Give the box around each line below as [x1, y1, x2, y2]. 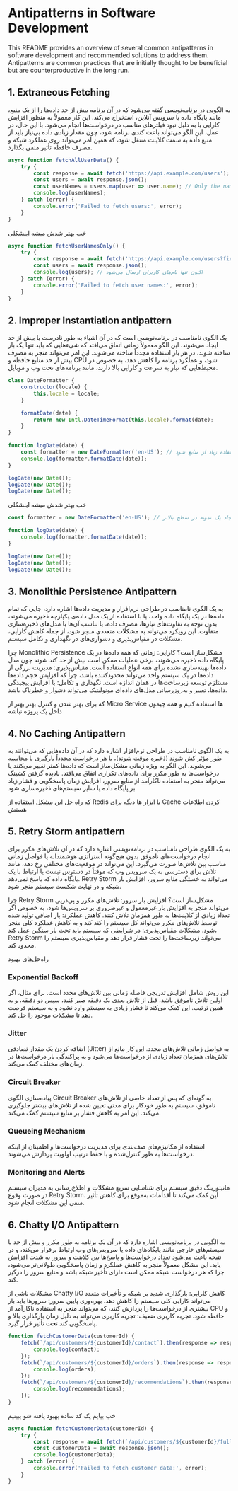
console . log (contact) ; [33, 1346, 100, 1353]
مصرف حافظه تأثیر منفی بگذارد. [8, 143, 93, 151]
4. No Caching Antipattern [8, 727, 126, 739]
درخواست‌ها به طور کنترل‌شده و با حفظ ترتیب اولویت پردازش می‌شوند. [8, 1150, 195, 1158]
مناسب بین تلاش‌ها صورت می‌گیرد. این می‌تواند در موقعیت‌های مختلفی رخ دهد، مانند [8, 859, 227, 868]
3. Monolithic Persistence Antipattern [8, 585, 177, 597]
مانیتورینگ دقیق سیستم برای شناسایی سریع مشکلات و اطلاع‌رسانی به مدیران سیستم [8, 1183, 230, 1192]
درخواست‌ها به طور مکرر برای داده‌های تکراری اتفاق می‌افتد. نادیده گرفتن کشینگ [8, 769, 220, 778]
